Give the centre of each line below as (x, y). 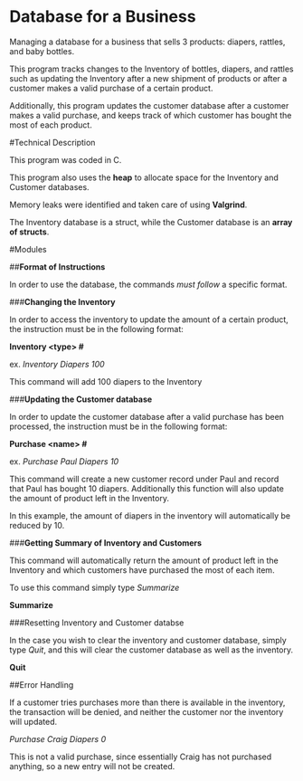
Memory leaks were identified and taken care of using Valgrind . (128, 205)
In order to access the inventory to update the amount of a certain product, (149, 319)
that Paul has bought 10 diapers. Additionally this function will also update (147, 488)
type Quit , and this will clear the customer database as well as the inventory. (151, 650)
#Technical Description (52, 142)
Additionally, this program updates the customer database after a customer (149, 105)
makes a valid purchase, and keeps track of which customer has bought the (151, 115)
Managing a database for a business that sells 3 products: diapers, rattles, (147, 42)
